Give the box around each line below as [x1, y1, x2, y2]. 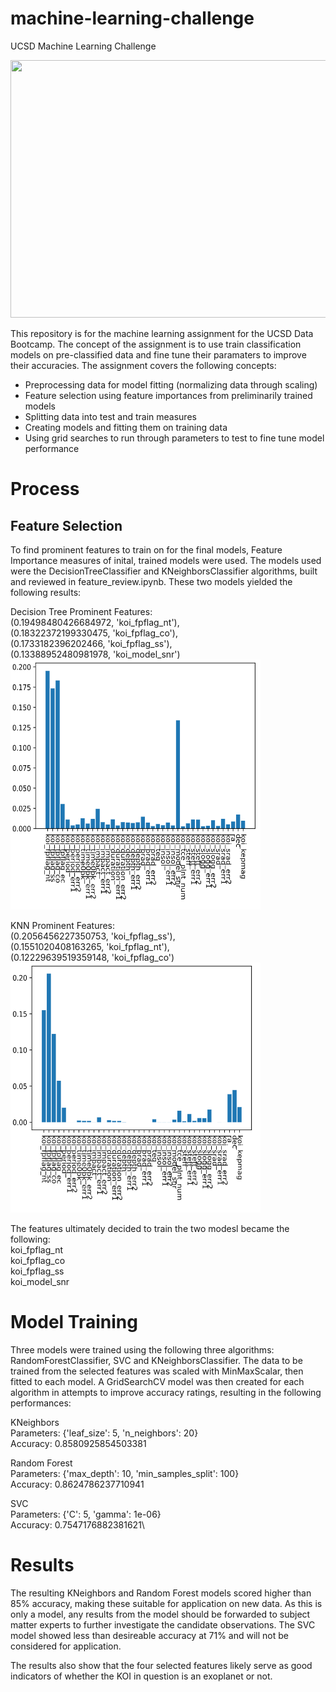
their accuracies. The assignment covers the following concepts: [10, 359, 277, 371]
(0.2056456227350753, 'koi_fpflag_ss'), [10, 930, 176, 942]
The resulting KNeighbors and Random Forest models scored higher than [10, 1587, 312, 1599]
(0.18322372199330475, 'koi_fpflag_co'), [10, 627, 178, 639]
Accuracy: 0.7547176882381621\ [10, 1518, 145, 1531]
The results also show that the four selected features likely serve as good [10, 1659, 313, 1671]
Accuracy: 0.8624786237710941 [10, 1478, 145, 1490]
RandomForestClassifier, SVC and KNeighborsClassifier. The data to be [10, 1354, 303, 1366]
